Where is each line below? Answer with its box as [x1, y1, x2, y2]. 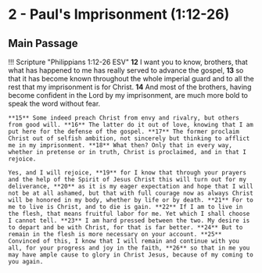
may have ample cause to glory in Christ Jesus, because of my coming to [8, 251, 254, 259]
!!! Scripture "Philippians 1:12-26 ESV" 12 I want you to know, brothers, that [8, 57, 248, 66]
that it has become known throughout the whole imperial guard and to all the [8, 74, 254, 83]
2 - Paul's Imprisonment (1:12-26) [8, 5, 230, 23]
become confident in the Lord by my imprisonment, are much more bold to [8, 91, 249, 99]
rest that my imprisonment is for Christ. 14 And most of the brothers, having [8, 82, 252, 92]
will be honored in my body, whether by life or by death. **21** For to [8, 196, 254, 204]
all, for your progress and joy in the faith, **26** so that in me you [8, 244, 250, 252]
